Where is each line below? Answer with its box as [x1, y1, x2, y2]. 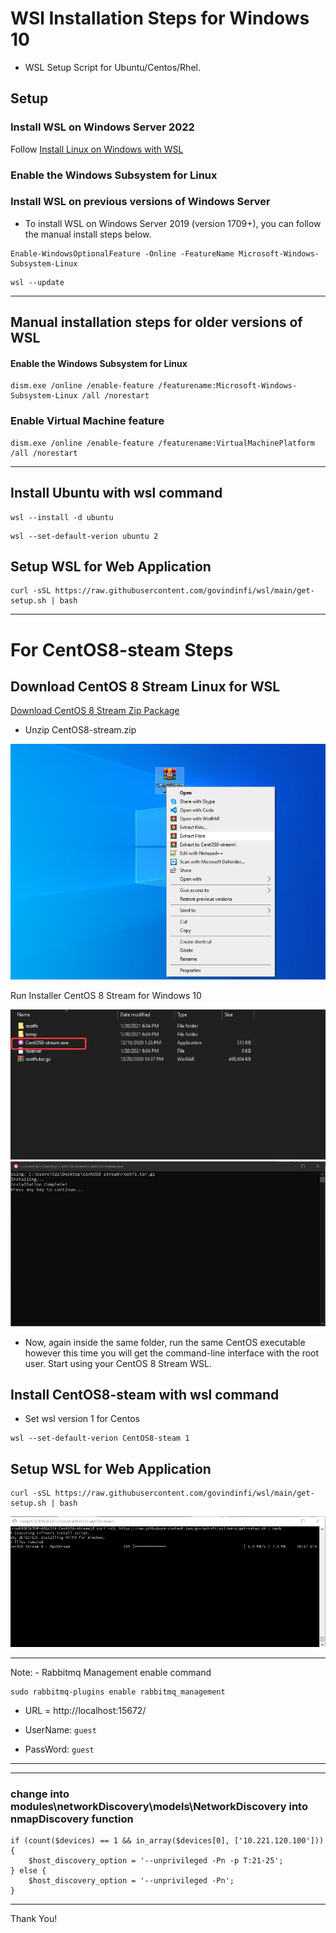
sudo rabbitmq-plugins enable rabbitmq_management [10, 1687, 226, 1697]
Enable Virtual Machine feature [10, 414, 165, 428]
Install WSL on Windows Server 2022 [10, 120, 195, 134]
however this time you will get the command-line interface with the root [24, 1347, 320, 1359]
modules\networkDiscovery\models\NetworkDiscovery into [10, 1799, 308, 1813]
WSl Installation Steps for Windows [10, 7, 310, 30]
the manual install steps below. [24, 228, 152, 240]
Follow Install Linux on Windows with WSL [10, 143, 184, 155]
